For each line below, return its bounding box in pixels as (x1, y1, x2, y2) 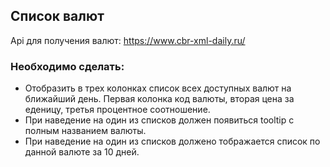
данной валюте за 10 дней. (24, 146, 140, 158)
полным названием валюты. (24, 125, 147, 137)
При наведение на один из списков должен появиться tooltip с (24, 114, 295, 126)
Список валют (10, 8, 105, 25)
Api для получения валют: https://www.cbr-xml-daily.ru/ (10, 34, 246, 46)
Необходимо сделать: (10, 59, 125, 73)
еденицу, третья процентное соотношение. (24, 104, 211, 116)
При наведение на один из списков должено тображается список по (24, 135, 321, 148)
